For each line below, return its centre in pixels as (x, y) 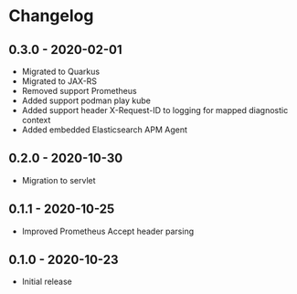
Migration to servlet (59, 180)
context (36, 120)
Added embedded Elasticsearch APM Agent (105, 130)
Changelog (51, 16)
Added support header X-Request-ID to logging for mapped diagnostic (155, 110)
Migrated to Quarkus (61, 71)
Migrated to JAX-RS (59, 81)
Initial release (47, 282)
